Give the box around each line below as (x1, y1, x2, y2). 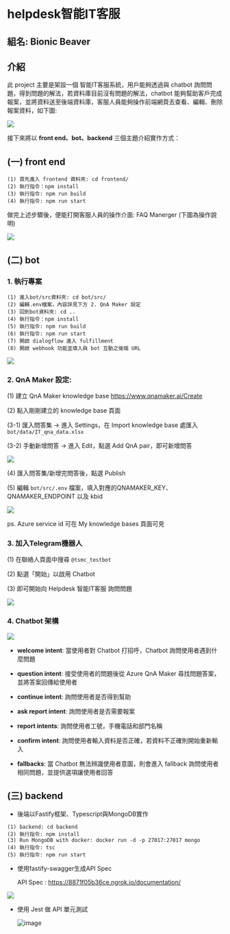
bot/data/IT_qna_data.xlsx (7, 429, 84, 436)
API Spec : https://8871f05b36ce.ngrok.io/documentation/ (16, 878, 181, 886)
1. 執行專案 (7, 276, 42, 286)
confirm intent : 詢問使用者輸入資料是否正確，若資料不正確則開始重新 (16, 736, 212, 744)
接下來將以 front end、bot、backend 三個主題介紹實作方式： (7, 134, 180, 142)
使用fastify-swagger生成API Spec (16, 864, 112, 872)
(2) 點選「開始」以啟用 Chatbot (7, 570, 96, 578)
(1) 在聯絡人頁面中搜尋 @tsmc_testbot (7, 556, 112, 564)
